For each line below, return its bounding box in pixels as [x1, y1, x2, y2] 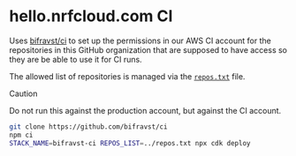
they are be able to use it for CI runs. [9, 54, 143, 64]
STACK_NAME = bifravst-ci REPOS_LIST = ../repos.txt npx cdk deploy [9, 138, 251, 147]
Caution [9, 88, 38, 99]
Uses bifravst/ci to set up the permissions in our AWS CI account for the [9, 35, 271, 46]
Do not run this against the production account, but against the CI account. [9, 105, 282, 115]
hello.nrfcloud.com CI [9, 6, 173, 26]
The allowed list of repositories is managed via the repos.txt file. [9, 71, 246, 81]
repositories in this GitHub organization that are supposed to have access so [9, 44, 287, 55]
